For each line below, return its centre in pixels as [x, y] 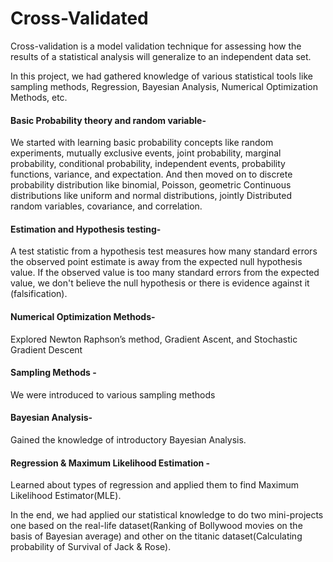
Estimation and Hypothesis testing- [86, 229]
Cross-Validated [79, 18]
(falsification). [39, 294]
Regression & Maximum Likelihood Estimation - [110, 463]
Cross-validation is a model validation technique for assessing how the [156, 46]
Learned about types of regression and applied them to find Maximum [154, 485]
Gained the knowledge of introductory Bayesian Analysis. [128, 439]
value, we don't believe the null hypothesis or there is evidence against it [160, 283]
